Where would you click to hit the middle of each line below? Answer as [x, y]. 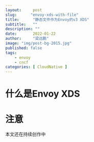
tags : [11, 53]
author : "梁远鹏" [27, 39]
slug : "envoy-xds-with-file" [42, 15]
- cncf [21, 62]
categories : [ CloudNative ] [36, 67]
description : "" [22, 29]
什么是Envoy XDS [43, 94]
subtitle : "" [21, 24]
